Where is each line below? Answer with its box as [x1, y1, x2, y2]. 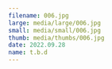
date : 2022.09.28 [8, 41, 66, 49]
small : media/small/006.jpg [8, 26, 102, 34]
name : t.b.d [8, 48, 48, 56]
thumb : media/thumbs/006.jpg [8, 33, 105, 42]
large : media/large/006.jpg [8, 19, 102, 27]
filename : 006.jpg [8, 11, 69, 20]
